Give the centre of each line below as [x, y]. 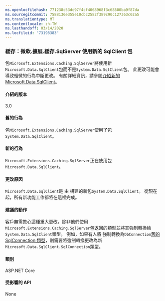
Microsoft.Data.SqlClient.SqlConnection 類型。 [54, 247]
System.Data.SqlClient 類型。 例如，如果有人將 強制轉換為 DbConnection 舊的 [83, 234]
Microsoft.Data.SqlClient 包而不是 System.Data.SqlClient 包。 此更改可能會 [82, 69]
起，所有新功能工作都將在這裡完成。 [42, 197]
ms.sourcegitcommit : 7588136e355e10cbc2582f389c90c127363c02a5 [72, 14]
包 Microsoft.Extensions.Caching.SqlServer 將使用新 [59, 63]
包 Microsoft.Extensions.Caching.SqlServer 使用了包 [59, 130]
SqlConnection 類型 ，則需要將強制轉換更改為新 [54, 241]
